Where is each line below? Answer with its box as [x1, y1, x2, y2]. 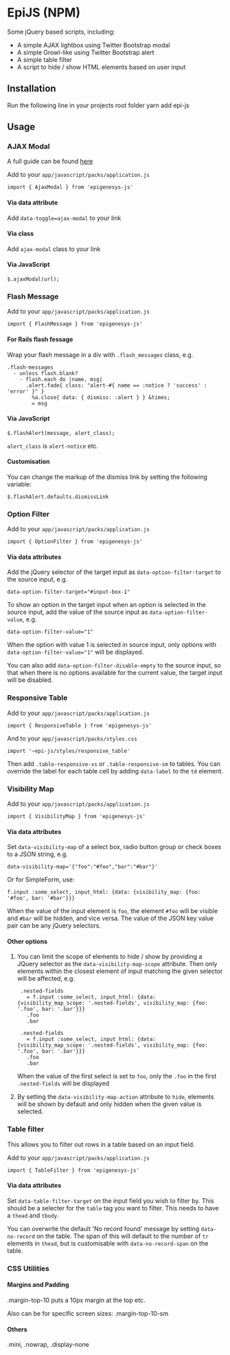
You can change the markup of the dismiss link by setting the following [7, 473, 208, 481]
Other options [7, 937, 48, 946]
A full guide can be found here [7, 157, 93, 166]
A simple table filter [16, 55, 73, 63]
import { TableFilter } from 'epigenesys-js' [7, 1166, 139, 1174]
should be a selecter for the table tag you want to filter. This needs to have [7, 1204, 219, 1212]
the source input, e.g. [7, 575, 68, 584]
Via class [7, 229, 34, 238]
